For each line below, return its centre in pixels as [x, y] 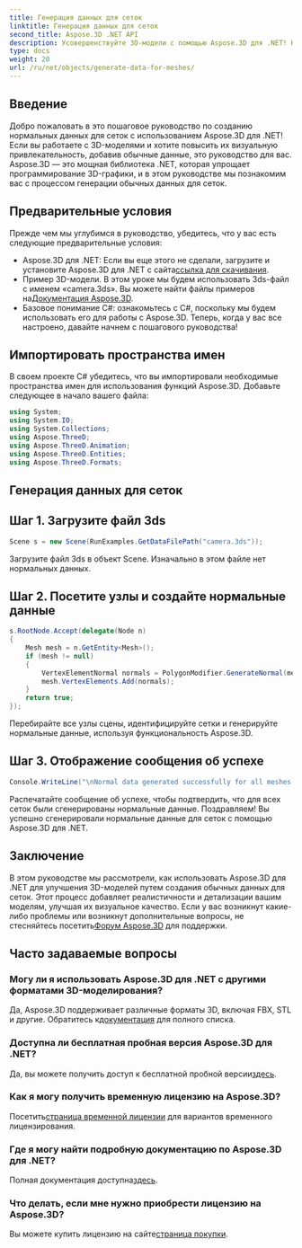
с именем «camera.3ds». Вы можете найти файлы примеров [138, 288]
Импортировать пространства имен [117, 354]
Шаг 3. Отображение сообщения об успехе [137, 761]
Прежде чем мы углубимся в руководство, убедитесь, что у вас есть [143, 233]
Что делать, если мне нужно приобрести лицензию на [136, 1203]
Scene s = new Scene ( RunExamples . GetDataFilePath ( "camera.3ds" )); [136, 541]
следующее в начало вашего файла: [79, 395]
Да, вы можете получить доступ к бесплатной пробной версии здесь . [143, 1074]
